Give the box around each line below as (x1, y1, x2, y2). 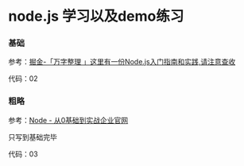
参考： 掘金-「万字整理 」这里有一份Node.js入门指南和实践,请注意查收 (8, 57, 236, 67)
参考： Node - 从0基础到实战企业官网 (8, 115, 129, 125)
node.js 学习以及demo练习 (8, 7, 184, 25)
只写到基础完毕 (8, 132, 57, 141)
